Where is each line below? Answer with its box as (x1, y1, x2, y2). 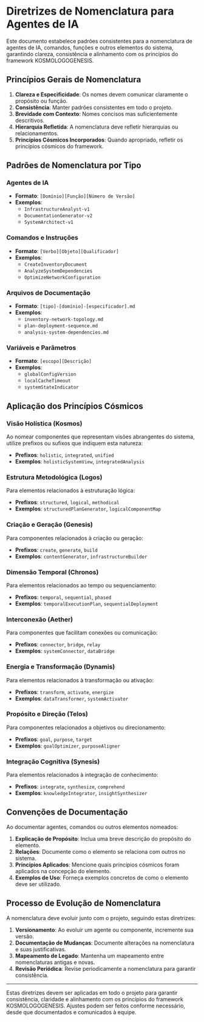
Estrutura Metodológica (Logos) (6, 473, 103, 481)
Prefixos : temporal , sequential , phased (15, 593, 112, 601)
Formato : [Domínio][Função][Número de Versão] (15, 192, 135, 199)
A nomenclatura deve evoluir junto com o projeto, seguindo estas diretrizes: (6, 914, 196, 921)
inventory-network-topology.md (24, 316, 104, 323)
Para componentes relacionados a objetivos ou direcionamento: (6, 724, 166, 731)
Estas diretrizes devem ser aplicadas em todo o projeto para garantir (6, 989, 178, 996)
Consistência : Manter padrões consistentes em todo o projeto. (15, 104, 173, 111)
